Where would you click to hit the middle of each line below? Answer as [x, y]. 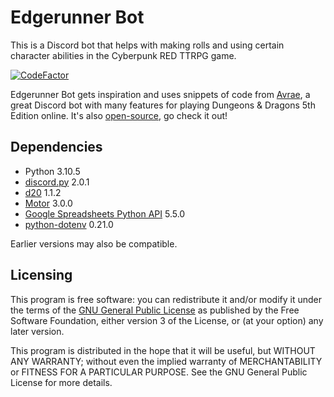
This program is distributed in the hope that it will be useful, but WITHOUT [163, 350]
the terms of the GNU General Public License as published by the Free [155, 310]
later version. [37, 331]
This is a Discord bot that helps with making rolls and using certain [147, 45]
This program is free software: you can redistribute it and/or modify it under [166, 299]
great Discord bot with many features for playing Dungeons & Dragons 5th [163, 105]
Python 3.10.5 [52, 171]
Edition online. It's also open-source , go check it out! [119, 115]
